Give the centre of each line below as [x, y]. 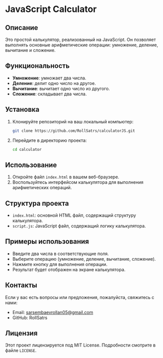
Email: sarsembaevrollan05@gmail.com [53, 312]
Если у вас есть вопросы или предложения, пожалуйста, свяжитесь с [80, 297]
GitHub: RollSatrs [30, 318]
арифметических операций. [42, 188]
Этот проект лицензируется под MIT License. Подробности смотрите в [80, 345]
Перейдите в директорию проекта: [49, 140]
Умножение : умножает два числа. [49, 78]
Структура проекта [37, 203]
